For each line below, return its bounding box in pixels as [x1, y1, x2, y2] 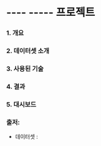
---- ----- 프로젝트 [6, 5, 96, 19]
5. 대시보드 [6, 100, 36, 108]
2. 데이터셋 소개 [6, 47, 50, 55]
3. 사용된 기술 [6, 64, 44, 73]
